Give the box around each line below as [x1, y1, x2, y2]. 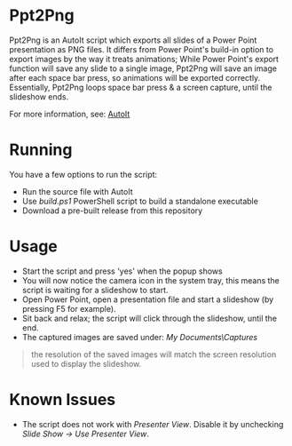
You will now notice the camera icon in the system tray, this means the [21, 275, 280, 285]
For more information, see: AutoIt [9, 108, 130, 119]
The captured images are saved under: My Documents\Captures [21, 331, 258, 342]
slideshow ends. [9, 91, 69, 102]
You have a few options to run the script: [9, 169, 158, 179]
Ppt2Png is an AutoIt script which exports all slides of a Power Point [9, 35, 257, 45]
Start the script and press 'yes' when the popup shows [21, 266, 224, 276]
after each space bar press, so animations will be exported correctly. [9, 72, 261, 83]
